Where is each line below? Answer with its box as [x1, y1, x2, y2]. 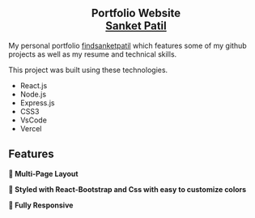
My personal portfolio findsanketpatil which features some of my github [8, 41, 247, 50]
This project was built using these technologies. [8, 65, 168, 75]
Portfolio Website [91, 6, 181, 20]
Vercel [19, 123, 42, 133]
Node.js [19, 89, 47, 99]
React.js [19, 80, 48, 90]
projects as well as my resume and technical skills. [8, 49, 177, 59]
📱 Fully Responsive [8, 200, 74, 210]
